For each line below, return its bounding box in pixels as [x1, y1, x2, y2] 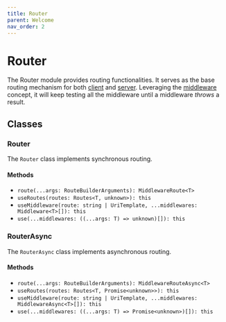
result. [7, 98, 26, 106]
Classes [7, 118, 43, 130]
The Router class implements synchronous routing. [7, 155, 153, 163]
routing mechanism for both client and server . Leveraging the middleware [7, 83, 217, 92]
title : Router [7, 10, 49, 17]
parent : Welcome [7, 17, 54, 24]
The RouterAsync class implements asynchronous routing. [7, 247, 172, 255]
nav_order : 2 [7, 23, 45, 30]
